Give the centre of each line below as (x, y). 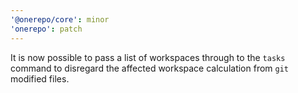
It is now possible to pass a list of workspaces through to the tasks (148, 57)
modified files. (40, 78)
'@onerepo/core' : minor (60, 19)
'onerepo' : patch (46, 29)
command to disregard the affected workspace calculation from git (150, 68)
